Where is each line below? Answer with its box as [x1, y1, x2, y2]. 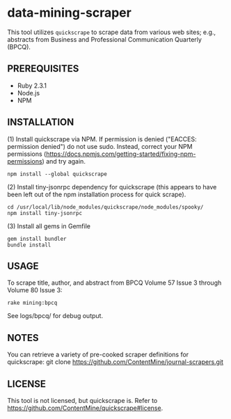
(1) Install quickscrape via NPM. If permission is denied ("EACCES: [7, 134, 197, 143]
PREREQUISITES [7, 63, 79, 74]
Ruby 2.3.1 [17, 81, 47, 90]
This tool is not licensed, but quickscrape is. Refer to [7, 397, 158, 404]
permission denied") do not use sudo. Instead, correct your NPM [7, 142, 193, 150]
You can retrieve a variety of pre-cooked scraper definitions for [7, 350, 189, 359]
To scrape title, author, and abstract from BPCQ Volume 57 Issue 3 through [7, 278, 222, 287]
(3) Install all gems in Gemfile [7, 221, 90, 230]
